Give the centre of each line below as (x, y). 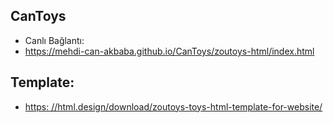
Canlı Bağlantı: (54, 40)
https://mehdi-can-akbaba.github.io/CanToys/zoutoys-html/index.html (169, 51)
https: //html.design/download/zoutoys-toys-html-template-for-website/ (173, 106)
